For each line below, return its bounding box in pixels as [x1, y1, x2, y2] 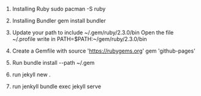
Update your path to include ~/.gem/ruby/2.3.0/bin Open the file [12, 29, 174, 36]
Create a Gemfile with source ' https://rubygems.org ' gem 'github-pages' [12, 47, 196, 54]
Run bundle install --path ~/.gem [12, 59, 95, 66]
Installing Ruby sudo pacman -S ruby [12, 6, 106, 12]
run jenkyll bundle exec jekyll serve [12, 83, 101, 90]
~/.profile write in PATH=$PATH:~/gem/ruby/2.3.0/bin [12, 35, 147, 42]
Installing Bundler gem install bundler [12, 17, 106, 24]
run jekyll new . [12, 71, 51, 78]
